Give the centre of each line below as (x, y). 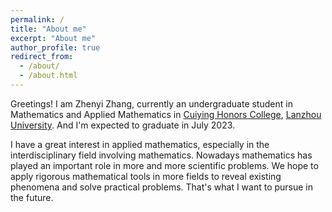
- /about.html (48, 76)
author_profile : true (55, 47)
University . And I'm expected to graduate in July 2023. (123, 125)
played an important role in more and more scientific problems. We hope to (164, 165)
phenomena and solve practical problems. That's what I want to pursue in (162, 187)
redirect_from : (42, 57)
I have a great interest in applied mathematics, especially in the (140, 144)
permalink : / (37, 19)
